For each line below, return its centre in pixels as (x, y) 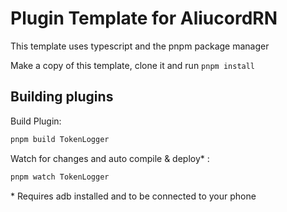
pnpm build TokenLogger (60, 139)
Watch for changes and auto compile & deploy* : (110, 158)
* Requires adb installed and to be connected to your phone (133, 196)
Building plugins (62, 97)
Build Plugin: (36, 121)
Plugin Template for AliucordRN (144, 18)
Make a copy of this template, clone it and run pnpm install (133, 65)
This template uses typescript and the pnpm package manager (140, 46)
